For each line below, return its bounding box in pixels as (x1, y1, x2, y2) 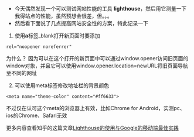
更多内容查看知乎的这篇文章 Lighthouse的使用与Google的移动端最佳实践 (6, 125, 179, 131)
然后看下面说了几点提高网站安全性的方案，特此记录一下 (14, 20, 148, 26)
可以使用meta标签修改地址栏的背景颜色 (14, 82, 110, 89)
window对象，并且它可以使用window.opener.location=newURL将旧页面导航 (6, 62, 189, 69)
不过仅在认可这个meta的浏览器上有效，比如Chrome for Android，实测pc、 (6, 105, 186, 111)
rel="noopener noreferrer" (6, 44, 72, 50)
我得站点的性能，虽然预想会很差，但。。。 (14, 12, 113, 19)
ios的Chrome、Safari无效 (6, 112, 67, 119)
